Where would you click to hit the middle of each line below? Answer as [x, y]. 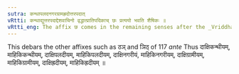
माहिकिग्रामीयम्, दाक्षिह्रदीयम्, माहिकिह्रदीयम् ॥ [56, 63]
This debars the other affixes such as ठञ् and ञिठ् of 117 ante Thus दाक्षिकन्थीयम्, [119, 47]
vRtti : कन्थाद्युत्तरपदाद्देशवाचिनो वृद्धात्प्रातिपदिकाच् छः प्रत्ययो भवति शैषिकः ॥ [87, 20]
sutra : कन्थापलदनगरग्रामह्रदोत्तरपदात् [46, 14]
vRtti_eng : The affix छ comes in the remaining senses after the [106, 27]
